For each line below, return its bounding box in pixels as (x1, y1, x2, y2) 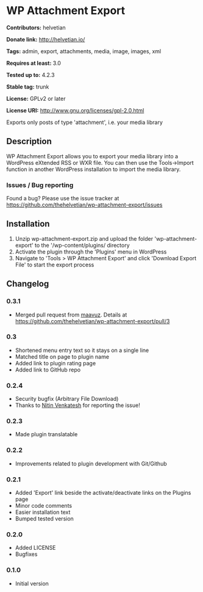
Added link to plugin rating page (15, 359, 96, 367)
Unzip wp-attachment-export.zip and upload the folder (15, 235, 154, 242)
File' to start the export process (15, 261, 94, 268)
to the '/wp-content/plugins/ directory (34, 241, 130, 249)
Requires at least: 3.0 (6, 59, 61, 67)
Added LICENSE (15, 544, 56, 552)
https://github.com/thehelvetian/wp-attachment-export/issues (6, 201, 163, 208)
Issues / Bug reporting (6, 181, 74, 189)
